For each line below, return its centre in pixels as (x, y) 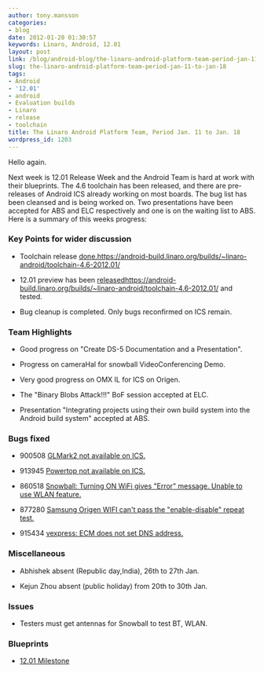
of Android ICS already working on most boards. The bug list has (142, 194)
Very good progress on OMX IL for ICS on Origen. (100, 380)
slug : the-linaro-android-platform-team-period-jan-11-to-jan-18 (117, 67)
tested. (31, 296)
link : (17, 60)
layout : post (29, 52)
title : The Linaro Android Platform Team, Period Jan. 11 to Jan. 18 (125, 132)
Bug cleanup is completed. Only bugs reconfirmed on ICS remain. (126, 312)
